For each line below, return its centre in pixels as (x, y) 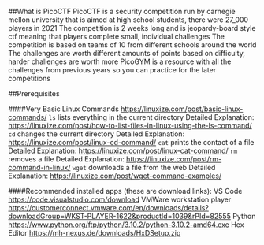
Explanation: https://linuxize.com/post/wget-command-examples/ (115, 176)
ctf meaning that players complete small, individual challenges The (116, 36)
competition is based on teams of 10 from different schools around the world (132, 45)
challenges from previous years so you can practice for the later (112, 70)
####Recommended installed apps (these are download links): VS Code (125, 191)
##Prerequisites (34, 93)
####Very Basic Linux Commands (64, 109)
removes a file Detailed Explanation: (66, 159)
